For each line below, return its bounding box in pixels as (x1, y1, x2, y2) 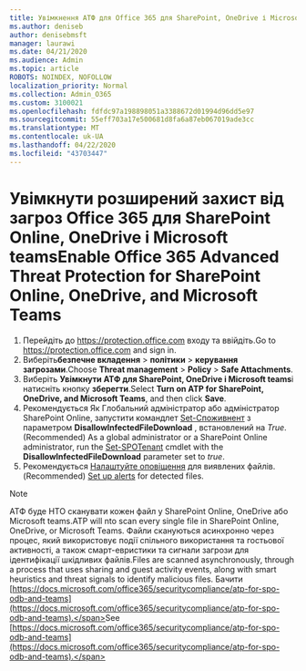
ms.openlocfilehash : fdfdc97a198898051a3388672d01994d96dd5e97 (9, 107, 255, 116)
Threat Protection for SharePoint (9, 265, 261, 286)
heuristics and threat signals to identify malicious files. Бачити (9, 573, 243, 584)
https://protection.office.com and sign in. (22, 344, 177, 356)
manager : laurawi (9, 38, 76, 48)
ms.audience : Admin (9, 56, 84, 65)
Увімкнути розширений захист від (9, 188, 285, 209)
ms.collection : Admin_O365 (9, 89, 112, 98)
